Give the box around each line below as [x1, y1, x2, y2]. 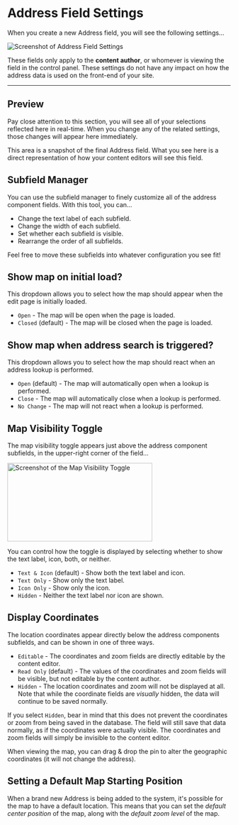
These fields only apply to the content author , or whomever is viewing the [7, 55, 225, 65]
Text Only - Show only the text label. [17, 576, 125, 585]
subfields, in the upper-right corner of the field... [7, 449, 149, 457]
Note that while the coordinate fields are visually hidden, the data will [17, 690, 220, 698]
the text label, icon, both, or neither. [7, 555, 111, 563]
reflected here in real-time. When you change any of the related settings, [7, 124, 220, 133]
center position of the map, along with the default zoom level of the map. [7, 809, 220, 817]
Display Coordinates [7, 611, 99, 624]
